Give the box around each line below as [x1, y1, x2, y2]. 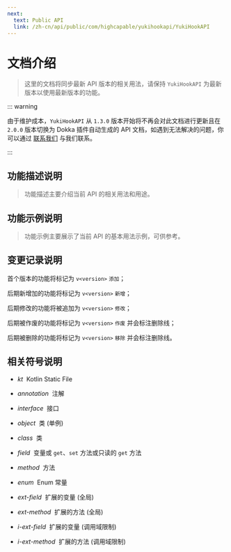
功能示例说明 [7, 212, 63, 224]
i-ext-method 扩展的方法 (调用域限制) [17, 537, 127, 546]
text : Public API [13, 17, 64, 24]
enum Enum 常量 [17, 478, 67, 486]
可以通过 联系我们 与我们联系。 [7, 134, 96, 143]
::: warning [7, 102, 38, 111]
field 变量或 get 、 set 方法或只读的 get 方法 [17, 448, 142, 457]
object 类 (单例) [17, 419, 64, 427]
